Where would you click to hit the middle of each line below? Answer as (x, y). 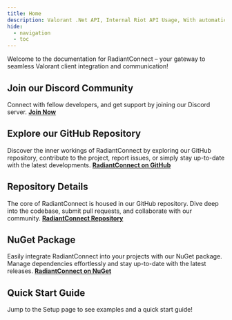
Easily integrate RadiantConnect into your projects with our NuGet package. (115, 256)
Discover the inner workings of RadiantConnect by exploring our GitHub (109, 150)
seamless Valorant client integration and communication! (88, 66)
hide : (15, 26)
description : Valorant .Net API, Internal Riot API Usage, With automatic (117, 20)
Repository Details (48, 187)
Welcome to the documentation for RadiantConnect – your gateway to (106, 59)
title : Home (24, 13)
